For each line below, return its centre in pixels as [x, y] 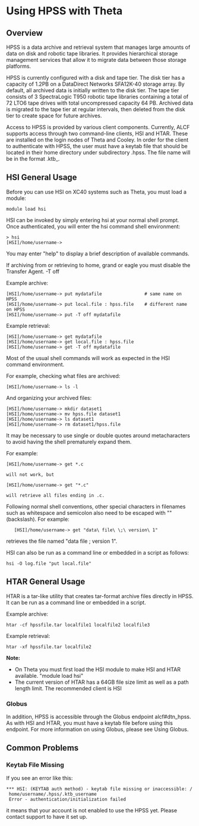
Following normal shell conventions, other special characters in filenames [96, 506]
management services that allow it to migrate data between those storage [97, 60]
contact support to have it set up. [47, 816]
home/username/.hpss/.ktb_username [53, 794]
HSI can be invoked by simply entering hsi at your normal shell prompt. [93, 220]
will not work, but [30, 474]
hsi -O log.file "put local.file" [49, 564]
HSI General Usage [42, 178]
